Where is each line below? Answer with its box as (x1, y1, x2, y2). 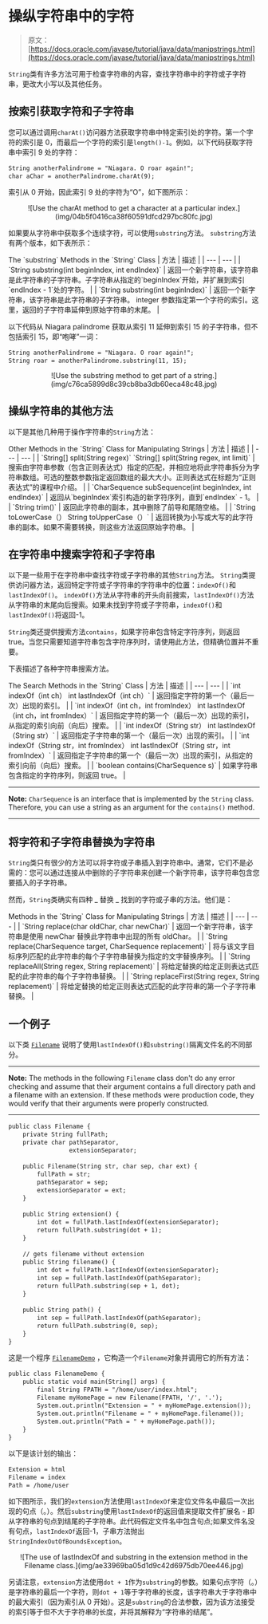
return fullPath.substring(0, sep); (37, 1322, 159, 1330)
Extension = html (8, 1465, 66, 1473)
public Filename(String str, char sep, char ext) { (22, 1162, 198, 1170)
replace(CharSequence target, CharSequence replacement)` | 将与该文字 (8, 942, 249, 952)
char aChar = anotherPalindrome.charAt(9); (8, 172, 156, 180)
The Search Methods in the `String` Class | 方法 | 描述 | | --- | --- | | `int (8, 681, 242, 691)
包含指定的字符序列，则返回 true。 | (8, 771, 126, 780)
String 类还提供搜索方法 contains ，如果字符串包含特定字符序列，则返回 (8, 627, 241, 637)
